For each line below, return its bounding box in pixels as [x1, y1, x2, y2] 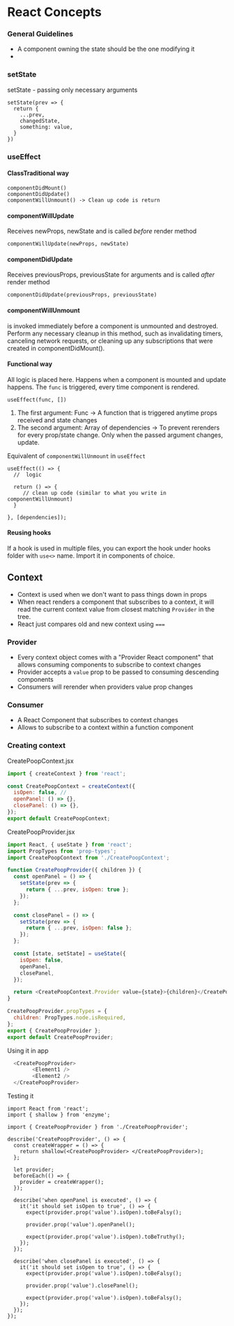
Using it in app [7, 1046, 49, 1055]
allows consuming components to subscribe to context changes [17, 660, 201, 669]
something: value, [19, 123, 73, 130]
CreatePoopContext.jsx [7, 756, 75, 765]
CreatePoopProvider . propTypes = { [7, 1008, 108, 1015]
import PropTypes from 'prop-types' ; [7, 848, 117, 855]
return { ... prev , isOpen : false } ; [25, 924, 132, 931]
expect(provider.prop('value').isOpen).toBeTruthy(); [25, 1233, 186, 1240]
